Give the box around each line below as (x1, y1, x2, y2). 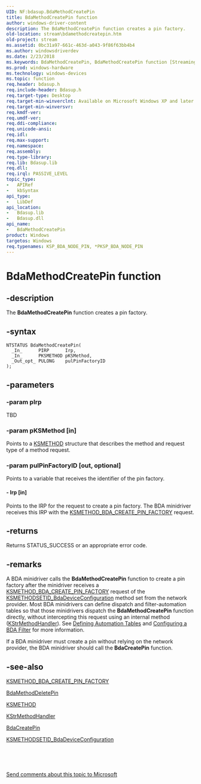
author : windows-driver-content (6, 20, 87, 26)
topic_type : (6, 177, 36, 183)
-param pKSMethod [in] (6, 426, 77, 434)
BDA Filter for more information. (6, 626, 85, 634)
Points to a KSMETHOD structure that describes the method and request (6, 440, 185, 448)
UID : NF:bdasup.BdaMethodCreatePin (6, 8, 95, 15)
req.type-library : (6, 154, 52, 160)
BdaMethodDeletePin (6, 689, 59, 697)
